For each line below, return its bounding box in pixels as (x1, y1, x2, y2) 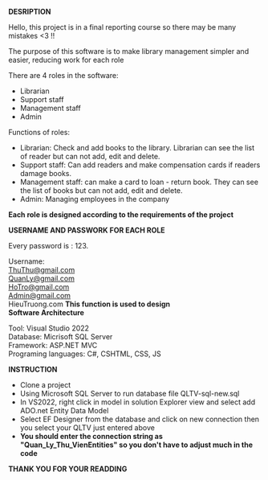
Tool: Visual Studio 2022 (8, 323, 90, 333)
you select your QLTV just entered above (19, 423, 155, 433)
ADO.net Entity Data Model (19, 406, 109, 415)
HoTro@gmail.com (8, 282, 70, 292)
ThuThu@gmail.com (8, 265, 75, 274)
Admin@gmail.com (8, 291, 71, 300)
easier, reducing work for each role (8, 55, 124, 64)
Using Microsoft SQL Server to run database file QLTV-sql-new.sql (19, 389, 240, 398)
